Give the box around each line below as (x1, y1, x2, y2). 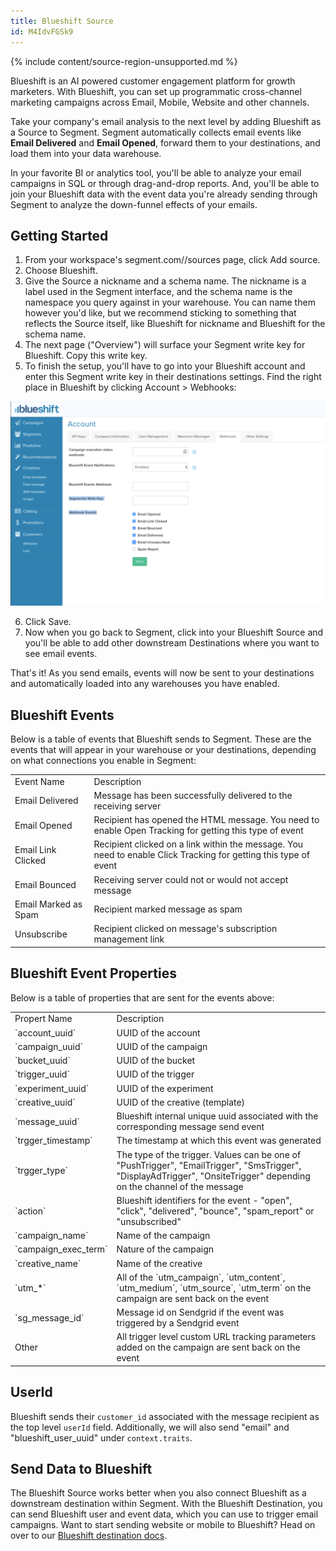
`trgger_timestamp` (14, 1135, 93, 1147)
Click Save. (24, 616, 72, 628)
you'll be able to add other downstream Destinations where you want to (24, 637, 320, 649)
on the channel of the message (116, 1180, 244, 1192)
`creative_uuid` (14, 1096, 76, 1108)
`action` (14, 1205, 47, 1217)
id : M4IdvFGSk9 (10, 26, 74, 37)
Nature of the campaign (116, 1243, 215, 1255)
